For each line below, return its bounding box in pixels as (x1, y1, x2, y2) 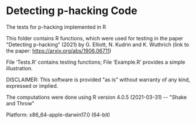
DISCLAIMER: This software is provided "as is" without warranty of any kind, (6, 76, 191, 83)
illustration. (6, 64, 33, 71)
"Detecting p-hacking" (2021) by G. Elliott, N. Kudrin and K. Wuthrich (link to (6, 41, 189, 48)
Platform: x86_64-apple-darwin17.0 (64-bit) (6, 111, 111, 118)
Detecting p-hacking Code (6, 4, 137, 18)
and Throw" (6, 99, 35, 106)
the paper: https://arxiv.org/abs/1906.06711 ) (6, 47, 112, 54)
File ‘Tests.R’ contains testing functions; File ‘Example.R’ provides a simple (6, 58, 185, 66)
